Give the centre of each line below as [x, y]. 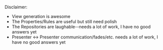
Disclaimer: [16, 7]
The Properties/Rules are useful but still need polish [64, 22]
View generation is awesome [41, 16]
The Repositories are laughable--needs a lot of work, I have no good [81, 27]
